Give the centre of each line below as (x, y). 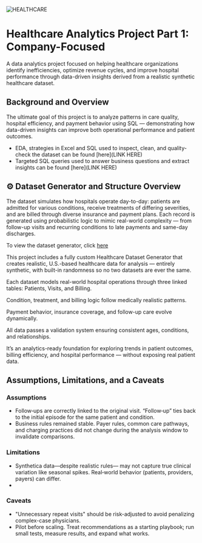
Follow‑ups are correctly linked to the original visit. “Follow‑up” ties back (105, 411)
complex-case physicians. (48, 521)
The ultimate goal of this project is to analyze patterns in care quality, (93, 117)
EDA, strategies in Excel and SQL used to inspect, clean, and (91, 148)
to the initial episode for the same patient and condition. (85, 417)
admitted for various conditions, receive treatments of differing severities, (98, 207)
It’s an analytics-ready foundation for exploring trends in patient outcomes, (100, 348)
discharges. (21, 233)
